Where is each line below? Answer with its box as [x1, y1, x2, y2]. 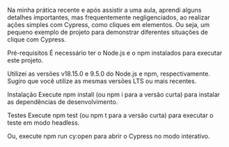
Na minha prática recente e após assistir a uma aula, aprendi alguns [7, 6, 202, 14]
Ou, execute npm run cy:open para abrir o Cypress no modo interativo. [7, 132, 210, 140]
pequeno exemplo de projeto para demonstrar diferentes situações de [7, 28, 209, 36]
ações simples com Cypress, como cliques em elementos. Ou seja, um [7, 21, 210, 28]
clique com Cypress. [7, 35, 67, 44]
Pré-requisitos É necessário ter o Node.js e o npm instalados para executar [7, 49, 223, 57]
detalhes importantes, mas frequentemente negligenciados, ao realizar [7, 13, 210, 21]
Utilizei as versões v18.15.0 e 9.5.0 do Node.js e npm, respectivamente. [7, 69, 210, 78]
